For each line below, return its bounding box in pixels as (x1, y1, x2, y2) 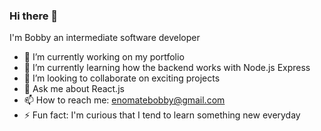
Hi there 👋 (9, 9, 59, 23)
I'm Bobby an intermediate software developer (9, 32, 201, 44)
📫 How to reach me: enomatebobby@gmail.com (23, 94, 226, 106)
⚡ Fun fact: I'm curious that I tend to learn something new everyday (23, 109, 301, 121)
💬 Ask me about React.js (23, 83, 125, 95)
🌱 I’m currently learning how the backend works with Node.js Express (23, 62, 311, 74)
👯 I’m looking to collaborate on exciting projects (23, 72, 221, 84)
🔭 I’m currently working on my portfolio (23, 51, 185, 63)
